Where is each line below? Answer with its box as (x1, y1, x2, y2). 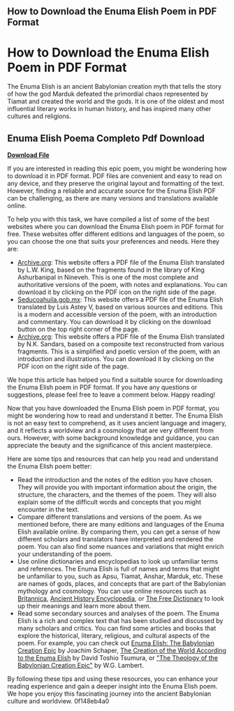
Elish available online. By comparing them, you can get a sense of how (17, 527, 221, 536)
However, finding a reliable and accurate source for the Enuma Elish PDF (7, 186, 217, 195)
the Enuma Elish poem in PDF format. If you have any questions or (7, 383, 198, 392)
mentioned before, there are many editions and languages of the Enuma (17, 520, 225, 529)
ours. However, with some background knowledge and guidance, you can (7, 434, 219, 442)
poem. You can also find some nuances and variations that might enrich (17, 543, 224, 551)
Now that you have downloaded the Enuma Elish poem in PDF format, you (7, 404, 220, 413)
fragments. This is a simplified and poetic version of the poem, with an (17, 347, 221, 355)
